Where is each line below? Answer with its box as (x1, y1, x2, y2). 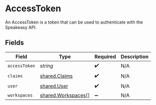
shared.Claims (40, 73, 73, 79)
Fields (5, 39, 24, 47)
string (40, 62, 54, 69)
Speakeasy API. (5, 24, 37, 30)
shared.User (40, 83, 68, 90)
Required (94, 53, 116, 60)
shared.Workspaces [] (40, 92, 90, 99)
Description (120, 53, 149, 60)
